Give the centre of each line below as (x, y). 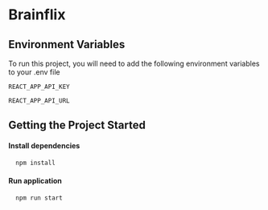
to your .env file (34, 72)
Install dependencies (44, 145)
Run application (35, 181)
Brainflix (37, 15)
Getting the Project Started (77, 125)
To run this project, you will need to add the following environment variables (134, 63)
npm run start (39, 198)
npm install (36, 163)
